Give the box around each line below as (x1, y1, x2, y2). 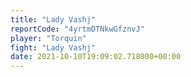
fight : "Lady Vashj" (10, 42, 97, 53)
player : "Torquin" (10, 33, 87, 43)
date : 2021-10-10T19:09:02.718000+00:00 (10, 52, 182, 62)
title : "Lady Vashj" (10, 14, 97, 25)
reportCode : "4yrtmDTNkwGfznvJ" (10, 24, 145, 34)
